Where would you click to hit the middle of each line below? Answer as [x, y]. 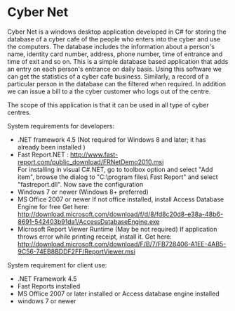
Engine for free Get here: [53, 206]
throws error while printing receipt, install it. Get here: [94, 237]
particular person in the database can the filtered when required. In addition [117, 84]
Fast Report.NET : [43, 154]
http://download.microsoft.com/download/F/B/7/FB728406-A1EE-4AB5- [122, 244]
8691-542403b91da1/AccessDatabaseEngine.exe [88, 221]
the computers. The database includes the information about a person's [111, 46]
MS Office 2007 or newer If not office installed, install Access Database [121, 199]
